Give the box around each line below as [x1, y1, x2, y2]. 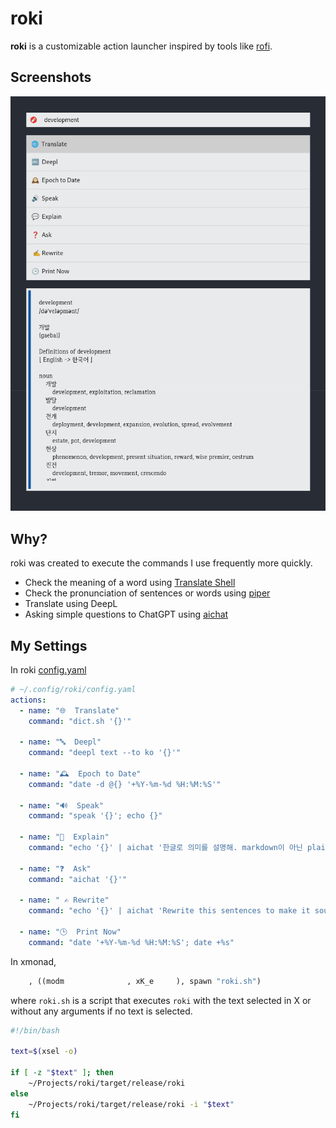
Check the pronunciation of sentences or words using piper [24, 587, 271, 599]
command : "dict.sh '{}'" [28, 716, 132, 726]
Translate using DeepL [24, 598, 118, 610]
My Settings [10, 637, 88, 654]
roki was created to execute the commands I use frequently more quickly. [10, 557, 313, 569]
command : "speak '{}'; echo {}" [28, 811, 163, 821]
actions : [10, 695, 47, 705]
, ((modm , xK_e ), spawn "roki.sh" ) [28, 976, 262, 986]
